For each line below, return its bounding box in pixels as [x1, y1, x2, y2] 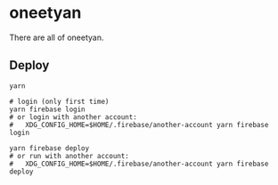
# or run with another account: [9, 151, 129, 160]
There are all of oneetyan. [9, 32, 104, 43]
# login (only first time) [9, 97, 110, 106]
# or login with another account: [9, 112, 138, 122]
